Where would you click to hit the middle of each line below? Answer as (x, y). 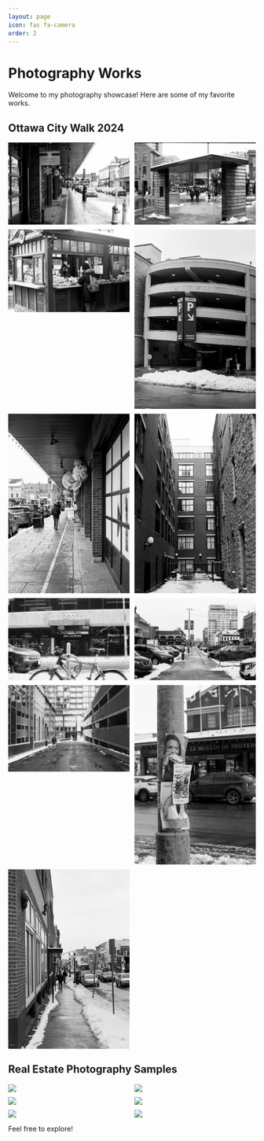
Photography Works (75, 73)
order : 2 (22, 33)
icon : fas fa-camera (42, 25)
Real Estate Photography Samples (93, 1069)
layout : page (29, 17)
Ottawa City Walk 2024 (66, 128)
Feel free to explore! (40, 1128)
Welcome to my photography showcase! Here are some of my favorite (122, 95)
